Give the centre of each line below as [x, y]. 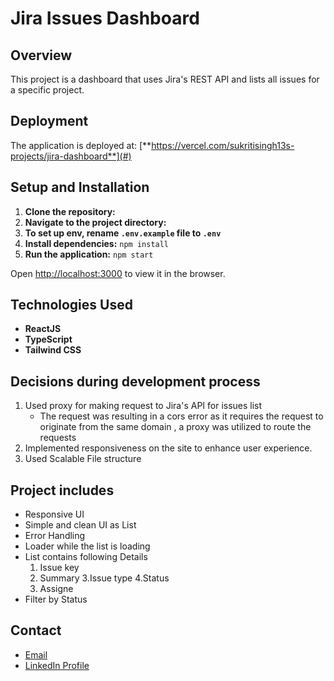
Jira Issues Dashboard [105, 18]
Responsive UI [54, 514]
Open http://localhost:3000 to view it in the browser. [118, 273]
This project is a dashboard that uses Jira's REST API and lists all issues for [165, 79]
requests [58, 438]
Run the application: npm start [89, 254]
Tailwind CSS [53, 350]
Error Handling [55, 536]
